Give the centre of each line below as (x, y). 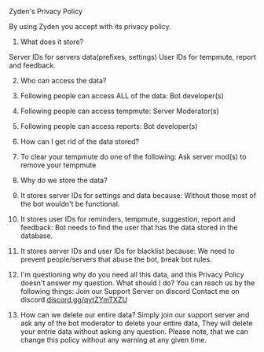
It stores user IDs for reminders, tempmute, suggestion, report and (128, 219)
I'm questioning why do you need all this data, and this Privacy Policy (132, 275)
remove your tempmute (58, 165)
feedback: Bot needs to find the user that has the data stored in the (129, 227)
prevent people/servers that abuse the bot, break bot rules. (116, 259)
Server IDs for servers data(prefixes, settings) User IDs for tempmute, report (132, 57)
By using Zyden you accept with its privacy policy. (90, 26)
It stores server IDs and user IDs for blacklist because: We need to (127, 251)
